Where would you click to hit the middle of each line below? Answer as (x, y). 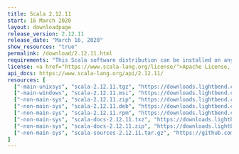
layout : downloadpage (39, 27)
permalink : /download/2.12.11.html (60, 54)
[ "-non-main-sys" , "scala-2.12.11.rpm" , (74, 113)
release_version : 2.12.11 (46, 34)
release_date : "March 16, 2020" (55, 40)
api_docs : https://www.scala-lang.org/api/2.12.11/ (85, 73)
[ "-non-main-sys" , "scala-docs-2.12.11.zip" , (83, 126)
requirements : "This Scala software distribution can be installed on (114, 60)
